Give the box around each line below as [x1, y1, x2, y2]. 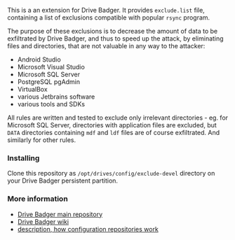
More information [7, 194, 68, 204]
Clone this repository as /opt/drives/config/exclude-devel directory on [7, 169, 215, 178]
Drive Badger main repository [17, 210, 103, 218]
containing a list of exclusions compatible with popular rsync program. [7, 13, 210, 22]
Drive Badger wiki [17, 217, 69, 226]
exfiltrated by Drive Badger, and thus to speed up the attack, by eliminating [7, 34, 224, 43]
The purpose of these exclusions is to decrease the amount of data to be [7, 27, 218, 35]
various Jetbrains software [17, 92, 95, 101]
